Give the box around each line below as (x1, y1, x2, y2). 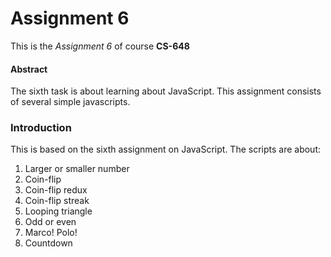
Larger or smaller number (24, 163, 130, 175)
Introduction (10, 121, 72, 135)
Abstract (10, 63, 48, 75)
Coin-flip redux (24, 184, 88, 196)
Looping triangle (24, 205, 93, 217)
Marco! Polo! (24, 227, 78, 239)
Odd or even (24, 216, 77, 228)
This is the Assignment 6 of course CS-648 (10, 40, 190, 52)
